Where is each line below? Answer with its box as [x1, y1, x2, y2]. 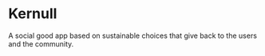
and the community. [8, 39, 74, 48]
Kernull [8, 5, 57, 23]
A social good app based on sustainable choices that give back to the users [8, 31, 258, 40]
